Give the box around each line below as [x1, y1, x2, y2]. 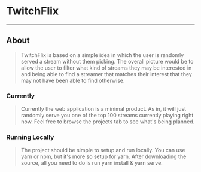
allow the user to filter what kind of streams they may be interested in [20, 64, 192, 71]
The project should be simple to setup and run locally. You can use [20, 147, 185, 154]
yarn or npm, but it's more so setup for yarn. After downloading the [20, 153, 187, 160]
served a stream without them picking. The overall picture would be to [20, 58, 194, 65]
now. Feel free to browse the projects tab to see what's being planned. [20, 118, 195, 125]
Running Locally [6, 133, 54, 141]
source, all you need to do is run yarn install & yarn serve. [20, 159, 163, 167]
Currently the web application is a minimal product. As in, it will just [20, 105, 187, 113]
